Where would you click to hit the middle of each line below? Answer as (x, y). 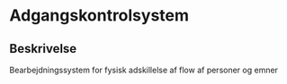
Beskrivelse (43, 49)
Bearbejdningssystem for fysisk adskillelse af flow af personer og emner (144, 70)
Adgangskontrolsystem (99, 16)
